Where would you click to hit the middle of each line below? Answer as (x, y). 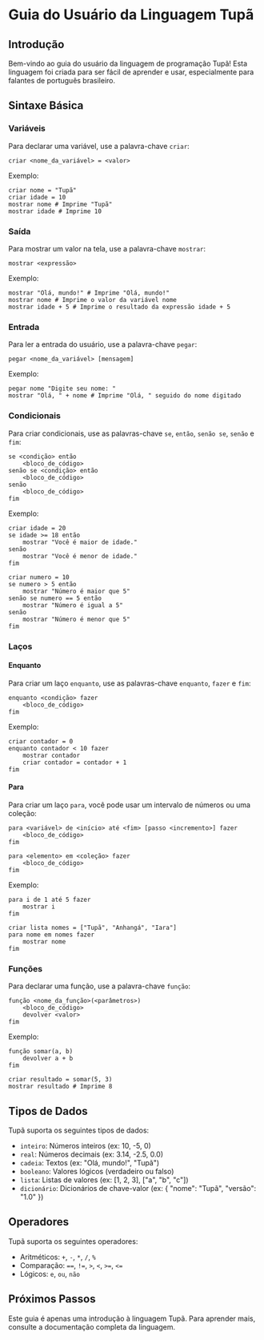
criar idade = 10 (37, 197)
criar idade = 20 (37, 528)
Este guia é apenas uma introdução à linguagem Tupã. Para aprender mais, (132, 1318)
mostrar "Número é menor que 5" (76, 619)
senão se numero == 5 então (55, 598)
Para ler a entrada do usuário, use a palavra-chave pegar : (103, 344)
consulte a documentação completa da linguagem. (92, 1326)
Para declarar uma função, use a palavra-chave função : (99, 986)
